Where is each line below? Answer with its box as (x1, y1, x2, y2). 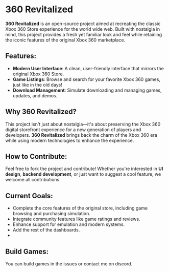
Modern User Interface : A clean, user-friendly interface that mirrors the (12, 65, 164, 71)
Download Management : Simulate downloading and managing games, (12, 87, 162, 93)
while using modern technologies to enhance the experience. (5, 137, 134, 143)
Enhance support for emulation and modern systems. (12, 221, 125, 227)
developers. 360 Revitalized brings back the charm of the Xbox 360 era (5, 132, 157, 138)
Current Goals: (5, 191, 54, 200)
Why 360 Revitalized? (5, 108, 77, 116)
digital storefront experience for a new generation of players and (5, 127, 141, 133)
